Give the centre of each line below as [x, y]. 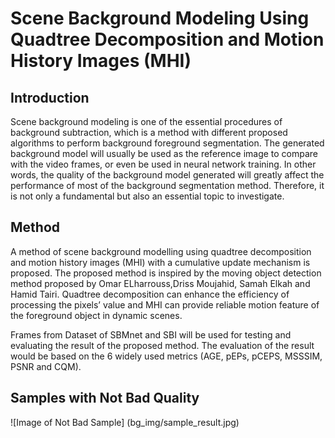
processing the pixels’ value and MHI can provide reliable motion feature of [165, 304]
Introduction [50, 97]
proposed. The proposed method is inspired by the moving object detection [166, 273]
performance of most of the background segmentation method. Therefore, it [167, 185]
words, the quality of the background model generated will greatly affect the [167, 175]
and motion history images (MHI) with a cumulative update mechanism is [160, 262]
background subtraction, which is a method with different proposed [149, 132]
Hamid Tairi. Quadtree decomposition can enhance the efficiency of [150, 294]
